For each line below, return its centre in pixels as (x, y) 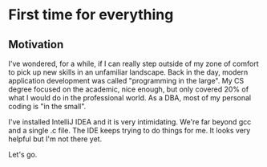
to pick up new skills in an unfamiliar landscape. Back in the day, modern (128, 72)
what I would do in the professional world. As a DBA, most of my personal (129, 98)
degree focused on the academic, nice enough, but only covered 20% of (129, 89)
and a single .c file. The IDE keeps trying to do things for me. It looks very (129, 130)
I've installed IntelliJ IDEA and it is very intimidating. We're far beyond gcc (130, 122)
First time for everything (91, 15)
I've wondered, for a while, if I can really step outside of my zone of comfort (133, 63)
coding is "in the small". (47, 106)
